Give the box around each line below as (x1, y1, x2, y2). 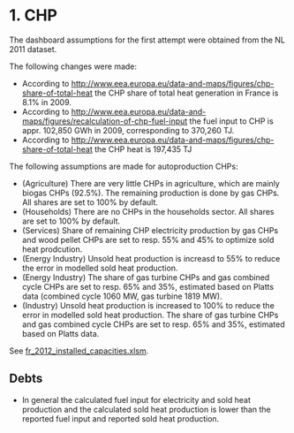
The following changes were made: (9, 61, 138, 72)
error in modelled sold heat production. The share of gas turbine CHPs (21, 309, 279, 320)
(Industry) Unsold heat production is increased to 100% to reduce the (21, 300, 275, 310)
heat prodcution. (21, 244, 83, 254)
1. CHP (9, 5, 57, 26)
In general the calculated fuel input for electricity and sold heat (21, 394, 252, 405)
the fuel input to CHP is (189, 116, 274, 126)
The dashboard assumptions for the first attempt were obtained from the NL (9, 34, 285, 45)
